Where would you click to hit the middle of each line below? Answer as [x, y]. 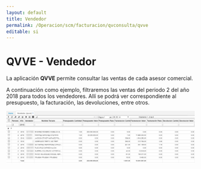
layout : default [26, 13]
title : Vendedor [26, 19]
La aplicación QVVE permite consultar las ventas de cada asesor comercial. [100, 78]
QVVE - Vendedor [51, 62]
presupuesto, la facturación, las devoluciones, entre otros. [78, 103]
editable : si [22, 32]
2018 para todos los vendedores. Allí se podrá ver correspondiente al [91, 96]
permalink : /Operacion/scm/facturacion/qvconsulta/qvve [77, 25]
